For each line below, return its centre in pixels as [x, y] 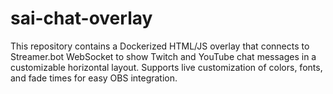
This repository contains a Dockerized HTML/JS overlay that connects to [160, 46]
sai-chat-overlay [81, 18]
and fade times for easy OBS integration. [94, 78]
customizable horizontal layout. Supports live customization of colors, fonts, [166, 67]
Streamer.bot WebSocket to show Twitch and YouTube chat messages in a [163, 56]
